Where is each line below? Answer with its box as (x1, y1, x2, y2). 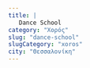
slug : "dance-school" (8, 33, 80, 41)
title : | (8, 11, 37, 20)
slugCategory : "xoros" (8, 41, 83, 48)
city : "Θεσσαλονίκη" (8, 48, 77, 55)
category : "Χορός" (8, 26, 69, 34)
